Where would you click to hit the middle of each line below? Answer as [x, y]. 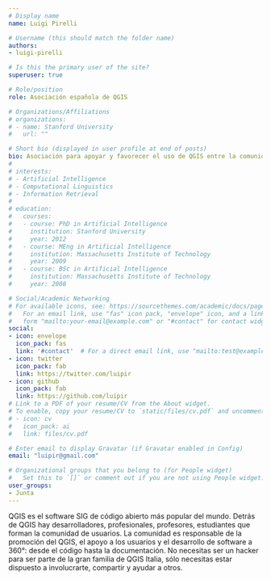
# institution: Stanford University [77, 231]
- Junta [21, 493]
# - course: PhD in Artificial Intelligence [88, 224]
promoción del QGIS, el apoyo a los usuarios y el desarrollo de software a [130, 541]
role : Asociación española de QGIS [68, 97]
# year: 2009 [38, 262]
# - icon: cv [30, 418]
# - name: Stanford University [61, 127]
